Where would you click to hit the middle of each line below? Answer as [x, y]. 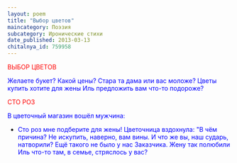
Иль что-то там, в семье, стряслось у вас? [82, 152]
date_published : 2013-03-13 [49, 40]
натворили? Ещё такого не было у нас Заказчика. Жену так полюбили [124, 145]
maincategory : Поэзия [39, 27]
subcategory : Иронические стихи [55, 34]
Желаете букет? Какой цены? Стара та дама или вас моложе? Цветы [112, 81]
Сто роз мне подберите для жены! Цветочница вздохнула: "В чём [117, 129]
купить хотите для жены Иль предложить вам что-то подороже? [106, 88]
